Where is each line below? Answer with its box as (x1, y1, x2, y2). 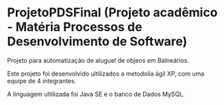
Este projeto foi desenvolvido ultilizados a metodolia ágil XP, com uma (7, 70, 205, 78)
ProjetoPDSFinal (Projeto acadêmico (7, 5, 218, 20)
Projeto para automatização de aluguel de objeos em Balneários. (7, 56, 190, 64)
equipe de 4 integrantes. (7, 76, 77, 85)
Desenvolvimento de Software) (7, 34, 188, 49)
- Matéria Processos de (7, 19, 142, 35)
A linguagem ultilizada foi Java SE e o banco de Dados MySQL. (7, 90, 185, 98)
